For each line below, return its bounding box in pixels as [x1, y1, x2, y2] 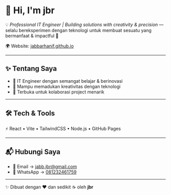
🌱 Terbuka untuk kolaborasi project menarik [12, 89, 104, 95]
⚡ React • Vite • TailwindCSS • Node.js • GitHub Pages [5, 125, 121, 132]
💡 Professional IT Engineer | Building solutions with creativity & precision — [5, 21, 164, 28]
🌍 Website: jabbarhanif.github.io [5, 43, 74, 49]
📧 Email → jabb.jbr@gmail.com [12, 163, 77, 170]
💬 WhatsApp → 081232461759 [12, 169, 77, 175]
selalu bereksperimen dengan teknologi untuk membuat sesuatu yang [5, 27, 152, 33]
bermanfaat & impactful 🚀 [5, 33, 59, 39]
